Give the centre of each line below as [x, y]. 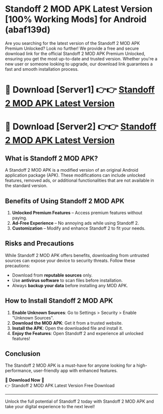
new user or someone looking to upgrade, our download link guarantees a [79, 64]
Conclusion [23, 354]
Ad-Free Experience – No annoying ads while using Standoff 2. [75, 223]
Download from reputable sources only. [52, 275]
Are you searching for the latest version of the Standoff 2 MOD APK [73, 43]
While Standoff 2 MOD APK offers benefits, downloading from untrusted [77, 255]
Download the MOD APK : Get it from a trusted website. [67, 323]
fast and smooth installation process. [42, 69]
